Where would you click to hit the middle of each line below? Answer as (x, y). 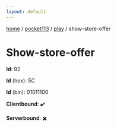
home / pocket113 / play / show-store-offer (58, 28)
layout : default (26, 12)
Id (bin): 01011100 (27, 92)
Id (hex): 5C (21, 80)
